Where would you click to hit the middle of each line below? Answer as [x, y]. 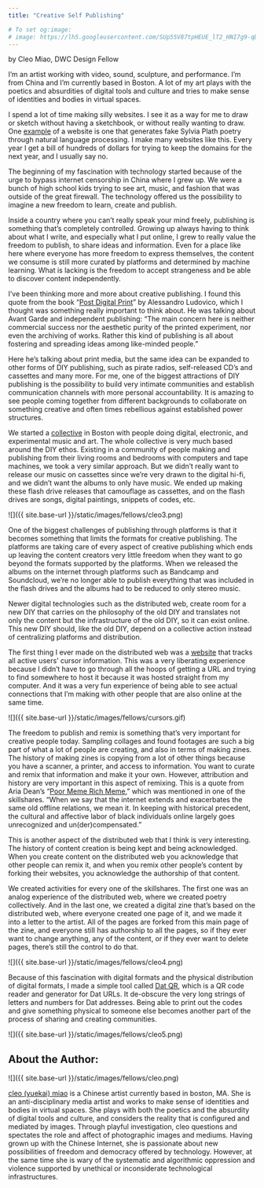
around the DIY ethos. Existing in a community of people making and [119, 449]
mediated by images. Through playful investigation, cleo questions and [123, 1127]
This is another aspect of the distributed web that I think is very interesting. [130, 840]
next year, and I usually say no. [58, 156]
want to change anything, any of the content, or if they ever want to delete [128, 939]
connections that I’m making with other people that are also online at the [125, 694]
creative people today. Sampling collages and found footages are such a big [131, 741]
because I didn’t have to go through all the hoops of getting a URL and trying [132, 669]
